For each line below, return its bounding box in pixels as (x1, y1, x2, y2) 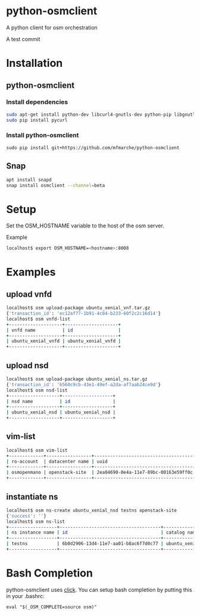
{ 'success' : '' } (6, 513, 46, 519)
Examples (6, 266, 56, 279)
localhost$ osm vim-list (6, 447, 68, 453)
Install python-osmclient (6, 131, 79, 140)
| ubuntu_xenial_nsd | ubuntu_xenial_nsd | (6, 409, 116, 415)
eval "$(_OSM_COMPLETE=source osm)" (6, 604, 97, 610)
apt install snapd (6, 177, 52, 183)
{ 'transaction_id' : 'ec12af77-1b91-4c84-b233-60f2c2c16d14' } (6, 310, 161, 317)
